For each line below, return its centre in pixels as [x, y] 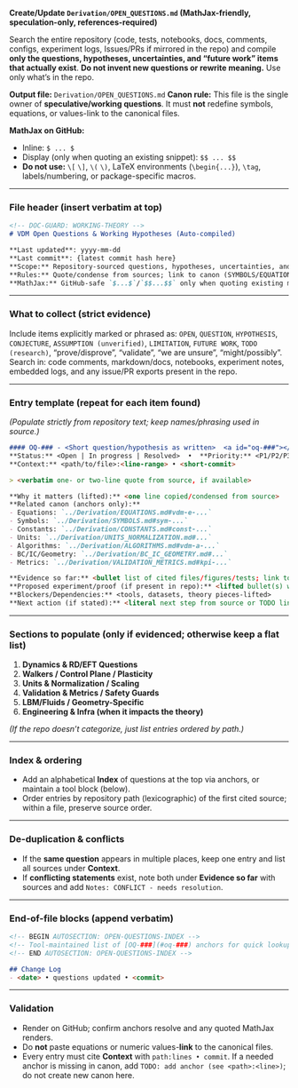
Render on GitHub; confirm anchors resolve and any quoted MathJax [148, 1028]
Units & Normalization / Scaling [81, 684]
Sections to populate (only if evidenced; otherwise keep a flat [144, 634]
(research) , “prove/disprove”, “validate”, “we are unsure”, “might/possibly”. [146, 352]
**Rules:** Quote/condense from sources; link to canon [114, 274]
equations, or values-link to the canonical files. [94, 113]
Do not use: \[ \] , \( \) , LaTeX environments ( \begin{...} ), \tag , [141, 167]
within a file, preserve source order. [87, 808]
